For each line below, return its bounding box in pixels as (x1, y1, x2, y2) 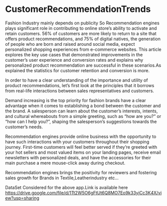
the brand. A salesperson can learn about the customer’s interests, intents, (5, 108, 158, 114)
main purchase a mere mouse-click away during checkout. (5, 160, 126, 166)
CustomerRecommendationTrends (5, 3, 151, 15)
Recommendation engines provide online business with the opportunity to (5, 133, 157, 139)
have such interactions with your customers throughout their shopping (5, 138, 150, 145)
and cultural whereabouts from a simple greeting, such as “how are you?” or (5, 113, 162, 119)
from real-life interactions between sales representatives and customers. (5, 88, 154, 94)
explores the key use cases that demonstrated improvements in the (5, 51, 143, 58)
